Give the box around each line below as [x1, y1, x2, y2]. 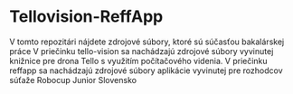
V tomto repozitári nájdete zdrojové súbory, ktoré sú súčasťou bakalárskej [9, 36, 285, 47]
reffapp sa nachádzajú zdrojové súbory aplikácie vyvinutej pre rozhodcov [9, 65, 283, 76]
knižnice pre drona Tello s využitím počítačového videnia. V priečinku [9, 55, 269, 66]
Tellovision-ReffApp [9, 6, 164, 27]
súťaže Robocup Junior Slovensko [9, 74, 137, 85]
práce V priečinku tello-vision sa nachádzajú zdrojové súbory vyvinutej [9, 45, 274, 56]
